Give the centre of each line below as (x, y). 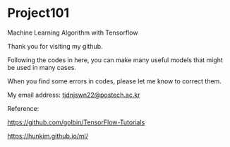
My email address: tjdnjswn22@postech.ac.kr (74, 95)
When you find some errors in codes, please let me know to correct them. (115, 81)
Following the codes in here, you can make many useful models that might (115, 60)
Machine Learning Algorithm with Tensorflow (73, 33)
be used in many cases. (42, 67)
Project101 (38, 13)
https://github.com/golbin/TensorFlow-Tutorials (76, 122)
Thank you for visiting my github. (55, 46)
